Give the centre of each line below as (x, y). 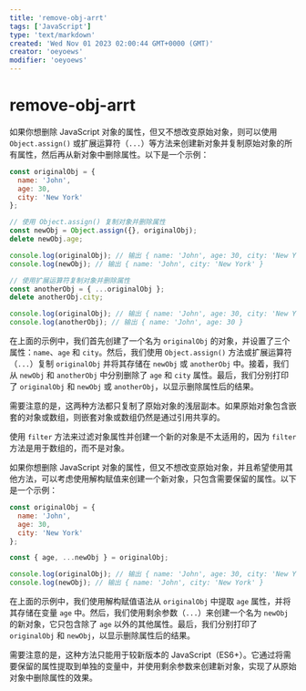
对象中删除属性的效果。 (53, 678)
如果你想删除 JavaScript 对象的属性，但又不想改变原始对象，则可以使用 (143, 131)
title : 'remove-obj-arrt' (58, 18)
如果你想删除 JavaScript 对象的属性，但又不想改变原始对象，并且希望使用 (148, 468)
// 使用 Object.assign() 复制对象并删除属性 (87, 222)
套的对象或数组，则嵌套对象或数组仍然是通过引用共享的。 (117, 418)
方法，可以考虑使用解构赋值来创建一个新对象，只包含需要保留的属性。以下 (157, 479)
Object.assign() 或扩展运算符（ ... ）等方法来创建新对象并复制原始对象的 (147, 143)
